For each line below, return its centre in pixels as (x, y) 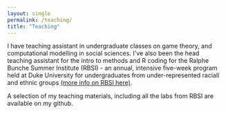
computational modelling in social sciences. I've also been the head (103, 53)
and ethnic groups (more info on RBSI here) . (70, 83)
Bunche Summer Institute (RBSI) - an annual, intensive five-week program (112, 68)
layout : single (29, 13)
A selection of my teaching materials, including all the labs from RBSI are (111, 96)
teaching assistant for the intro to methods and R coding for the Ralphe (108, 61)
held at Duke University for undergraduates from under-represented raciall (113, 75)
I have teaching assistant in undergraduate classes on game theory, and (110, 46)
